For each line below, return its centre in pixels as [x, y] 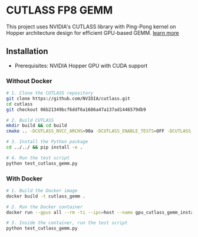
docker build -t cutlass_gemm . [46, 196]
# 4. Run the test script [38, 158]
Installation [27, 52]
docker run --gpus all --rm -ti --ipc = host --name [70, 212]
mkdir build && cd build [37, 126]
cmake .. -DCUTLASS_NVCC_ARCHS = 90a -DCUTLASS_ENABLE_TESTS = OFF [85, 131]
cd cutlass [19, 104]
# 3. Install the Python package [47, 142]
